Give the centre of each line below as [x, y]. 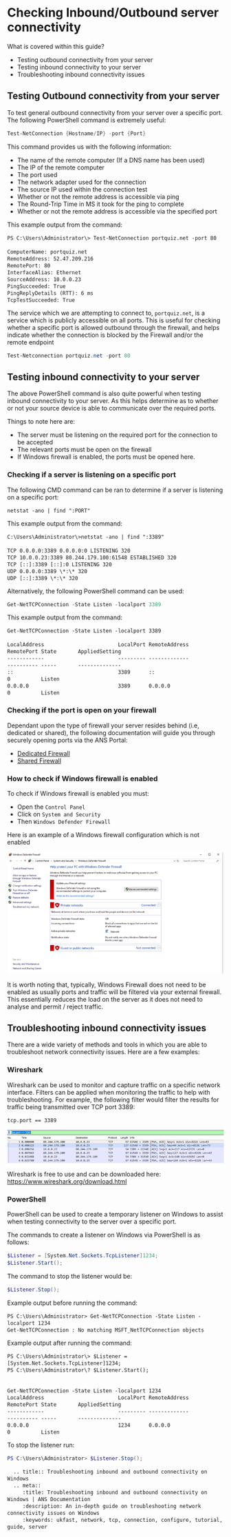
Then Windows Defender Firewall [64, 822]
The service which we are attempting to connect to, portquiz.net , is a [106, 313]
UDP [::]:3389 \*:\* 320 [43, 578]
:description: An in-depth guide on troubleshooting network [112, 1506]
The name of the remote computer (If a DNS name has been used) [111, 160]
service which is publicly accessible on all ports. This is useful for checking [114, 320]
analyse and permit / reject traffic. [55, 1007]
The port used [37, 174]
